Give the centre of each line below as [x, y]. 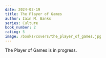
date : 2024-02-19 [23, 9]
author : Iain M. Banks [28, 18]
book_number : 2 [21, 28]
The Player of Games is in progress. [41, 50]
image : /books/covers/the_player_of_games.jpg [53, 37]
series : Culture [21, 23]
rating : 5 [15, 32]
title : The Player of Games [34, 14]
